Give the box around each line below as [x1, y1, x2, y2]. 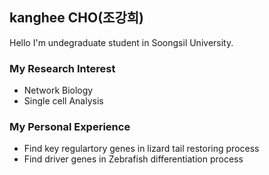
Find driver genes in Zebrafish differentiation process [23, 153, 244, 165]
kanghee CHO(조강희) [9, 9, 144, 27]
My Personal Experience [9, 120, 131, 134]
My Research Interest [9, 61, 116, 75]
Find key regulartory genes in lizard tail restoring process [23, 143, 260, 155]
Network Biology [23, 84, 94, 97]
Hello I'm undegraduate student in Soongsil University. [9, 36, 234, 48]
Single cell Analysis [23, 95, 104, 107]
